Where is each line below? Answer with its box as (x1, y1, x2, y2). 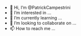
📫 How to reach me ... (9, 26, 55, 31)
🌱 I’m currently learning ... (9, 15, 62, 20)
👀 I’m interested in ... (9, 10, 52, 16)
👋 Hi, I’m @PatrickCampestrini (9, 5, 71, 10)
